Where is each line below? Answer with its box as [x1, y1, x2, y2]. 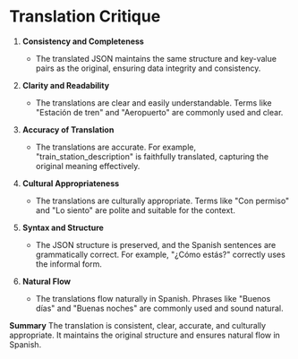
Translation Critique [9, 6, 161, 27]
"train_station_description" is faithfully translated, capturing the [35, 150, 269, 162]
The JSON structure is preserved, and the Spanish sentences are [35, 239, 277, 250]
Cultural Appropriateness [21, 177, 120, 189]
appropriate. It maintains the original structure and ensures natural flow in [9, 329, 280, 340]
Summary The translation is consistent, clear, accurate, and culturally [9, 320, 267, 330]
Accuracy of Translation [21, 124, 115, 135]
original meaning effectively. [35, 160, 140, 171]
